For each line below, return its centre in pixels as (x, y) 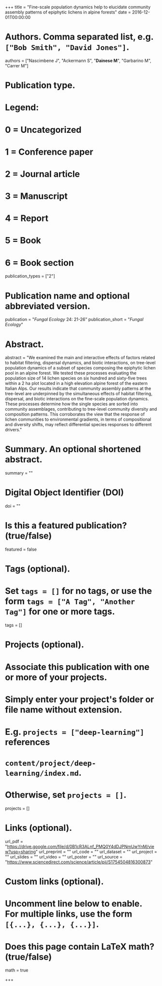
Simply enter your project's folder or (80, 699)
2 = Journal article (43, 174)
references (28, 742)
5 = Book (23, 241)
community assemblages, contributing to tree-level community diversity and (81, 409)
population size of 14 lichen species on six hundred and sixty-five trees (76, 378)
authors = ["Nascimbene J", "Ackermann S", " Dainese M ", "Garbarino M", (78, 61)
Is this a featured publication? (66, 526)
